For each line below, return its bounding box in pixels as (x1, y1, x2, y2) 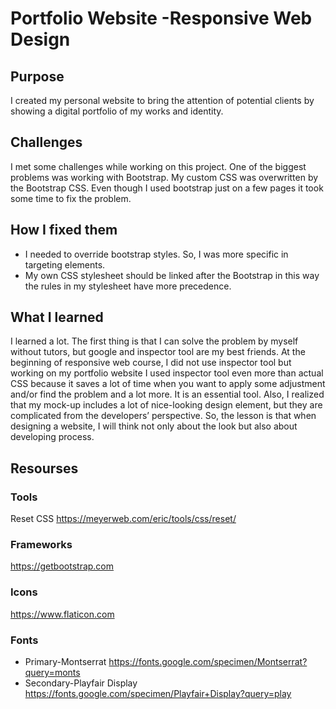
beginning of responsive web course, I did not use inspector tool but (10, 357, 292, 369)
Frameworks (10, 538, 73, 552)
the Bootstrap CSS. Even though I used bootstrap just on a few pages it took (10, 182, 324, 194)
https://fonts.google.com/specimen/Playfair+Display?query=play (24, 688, 292, 700)
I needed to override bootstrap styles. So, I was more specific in (24, 248, 289, 260)
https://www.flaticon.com (10, 608, 115, 620)
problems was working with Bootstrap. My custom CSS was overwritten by (10, 171, 319, 183)
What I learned (10, 309, 104, 326)
